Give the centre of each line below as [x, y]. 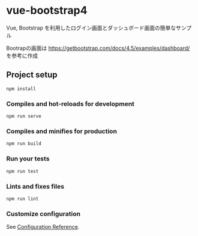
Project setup [32, 75]
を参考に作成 [22, 55]
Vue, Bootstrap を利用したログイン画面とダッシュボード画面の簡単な [91, 28]
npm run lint [22, 199]
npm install [21, 89]
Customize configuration [43, 214]
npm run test [22, 171]
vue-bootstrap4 [47, 11]
